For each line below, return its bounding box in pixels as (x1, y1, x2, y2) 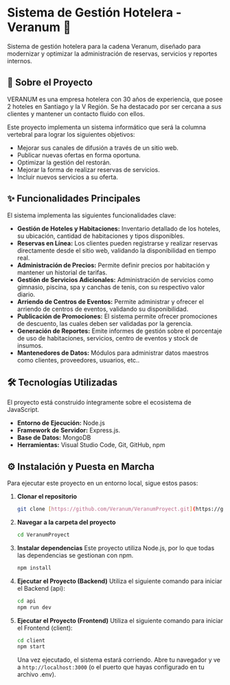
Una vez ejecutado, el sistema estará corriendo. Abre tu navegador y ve (16, 655, 221, 664)
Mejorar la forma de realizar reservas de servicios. (16, 165, 160, 173)
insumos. (16, 341, 43, 349)
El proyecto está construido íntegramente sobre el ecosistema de (7, 398, 192, 406)
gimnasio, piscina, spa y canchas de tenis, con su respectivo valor (16, 283, 205, 291)
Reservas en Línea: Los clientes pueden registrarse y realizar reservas (16, 239, 218, 247)
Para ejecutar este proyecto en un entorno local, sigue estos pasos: (7, 479, 198, 488)
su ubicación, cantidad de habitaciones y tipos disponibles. (16, 232, 185, 240)
